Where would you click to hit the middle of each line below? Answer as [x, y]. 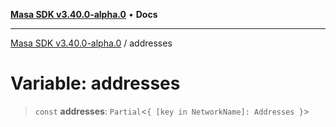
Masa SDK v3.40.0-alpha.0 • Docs [84, 14]
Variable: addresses [95, 83]
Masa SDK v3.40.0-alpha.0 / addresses [91, 43]
